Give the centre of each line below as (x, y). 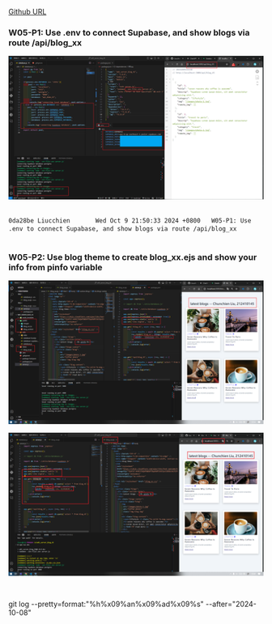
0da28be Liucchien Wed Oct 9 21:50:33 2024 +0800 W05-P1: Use (130, 221)
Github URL (28, 12)
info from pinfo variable (55, 267)
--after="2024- (231, 604)
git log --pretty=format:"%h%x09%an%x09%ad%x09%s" (106, 604)
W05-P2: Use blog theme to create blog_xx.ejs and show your (133, 257)
